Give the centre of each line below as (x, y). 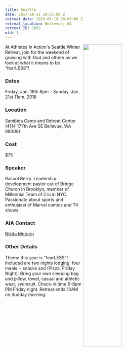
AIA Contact (20, 223)
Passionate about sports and (34, 200)
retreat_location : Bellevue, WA (38, 24)
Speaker (15, 168)
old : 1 (12, 33)
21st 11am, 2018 (21, 97)
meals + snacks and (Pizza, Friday (40, 268)
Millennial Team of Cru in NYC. (36, 195)
